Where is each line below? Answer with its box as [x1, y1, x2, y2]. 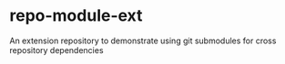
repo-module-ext [9, 5, 143, 26]
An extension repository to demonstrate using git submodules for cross [9, 35, 277, 46]
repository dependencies [9, 44, 104, 55]
